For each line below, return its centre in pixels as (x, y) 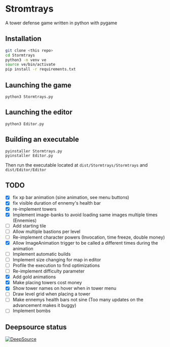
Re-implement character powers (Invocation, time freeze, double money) (89, 237)
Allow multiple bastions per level (46, 232)
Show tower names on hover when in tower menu (64, 288)
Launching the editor (39, 112)
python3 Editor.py (25, 124)
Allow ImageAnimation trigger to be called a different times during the (85, 243)
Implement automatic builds (42, 254)
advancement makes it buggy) (44, 305)
